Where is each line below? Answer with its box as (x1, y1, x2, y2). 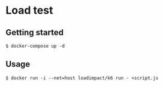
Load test (5, 4, 53, 17)
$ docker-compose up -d (5, 43, 65, 49)
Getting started (5, 27, 64, 38)
